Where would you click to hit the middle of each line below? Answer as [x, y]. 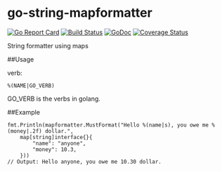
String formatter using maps [48, 45]
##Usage [21, 59]
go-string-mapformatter [80, 13]
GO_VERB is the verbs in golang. [54, 99]
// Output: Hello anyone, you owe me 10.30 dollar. [84, 162]
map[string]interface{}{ [56, 137]
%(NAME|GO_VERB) [31, 85]
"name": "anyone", [59, 143]
